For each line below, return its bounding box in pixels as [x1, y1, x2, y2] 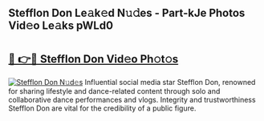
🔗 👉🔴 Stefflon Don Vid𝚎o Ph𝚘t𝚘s [8, 52, 179, 66]
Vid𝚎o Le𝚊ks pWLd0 [8, 19, 114, 33]
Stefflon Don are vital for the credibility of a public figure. [8, 103, 197, 113]
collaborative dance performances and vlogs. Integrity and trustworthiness [8, 95, 256, 104]
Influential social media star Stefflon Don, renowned [84, 78, 256, 87]
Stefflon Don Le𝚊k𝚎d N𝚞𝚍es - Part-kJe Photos [8, 6, 246, 20]
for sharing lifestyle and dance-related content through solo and [8, 87, 221, 95]
